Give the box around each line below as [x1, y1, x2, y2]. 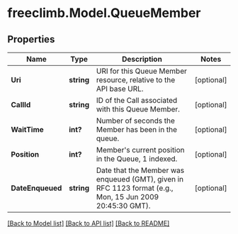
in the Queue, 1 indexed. [96, 154, 178, 164]
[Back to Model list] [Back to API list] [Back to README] [7, 219, 170, 228]
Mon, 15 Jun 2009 [96, 192, 159, 201]
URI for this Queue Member [96, 66, 188, 76]
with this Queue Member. [96, 104, 181, 114]
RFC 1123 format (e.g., [96, 183, 174, 193]
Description [121, 55, 163, 64]
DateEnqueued [11, 183, 62, 193]
